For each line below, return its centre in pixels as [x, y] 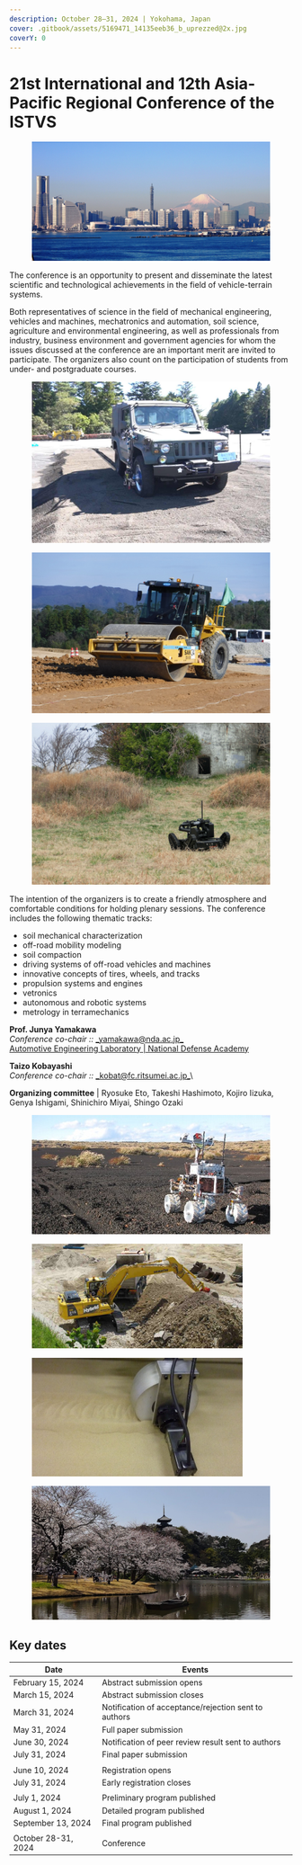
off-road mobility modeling [72, 945]
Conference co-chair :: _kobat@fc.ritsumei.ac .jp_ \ [101, 1075]
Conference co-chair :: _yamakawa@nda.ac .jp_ [97, 1039]
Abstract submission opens [152, 1682]
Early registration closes [147, 1782]
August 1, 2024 [42, 1810]
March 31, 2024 [44, 1712]
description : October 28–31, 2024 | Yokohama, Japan [110, 19]
